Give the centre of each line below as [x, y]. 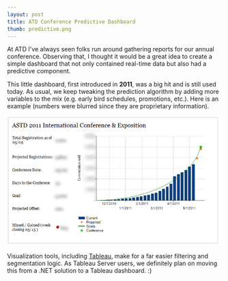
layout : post [26, 14]
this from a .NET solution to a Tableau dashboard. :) [80, 271]
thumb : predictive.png [39, 29]
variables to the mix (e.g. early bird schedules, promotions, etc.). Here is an [113, 99]
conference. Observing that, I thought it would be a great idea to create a [110, 57]
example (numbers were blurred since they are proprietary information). [108, 106]
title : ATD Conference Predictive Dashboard [71, 22]
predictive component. [39, 71]
